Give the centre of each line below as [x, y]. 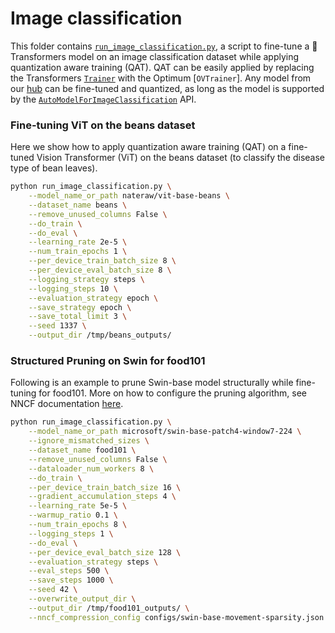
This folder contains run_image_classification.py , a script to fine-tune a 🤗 [164, 46]
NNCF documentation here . [67, 404]
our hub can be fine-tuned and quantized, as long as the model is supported [167, 88]
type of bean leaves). [54, 168]
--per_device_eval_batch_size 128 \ [105, 552]
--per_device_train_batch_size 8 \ [102, 261]
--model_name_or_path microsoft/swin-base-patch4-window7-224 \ [165, 432]
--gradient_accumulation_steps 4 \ [102, 497]
